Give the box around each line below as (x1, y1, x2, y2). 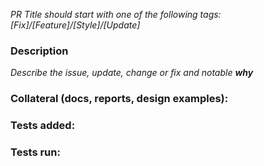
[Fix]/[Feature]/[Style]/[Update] (10, 19, 141, 31)
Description (10, 44, 69, 58)
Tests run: (10, 145, 61, 159)
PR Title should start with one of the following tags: (10, 9, 222, 20)
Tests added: (10, 119, 76, 133)
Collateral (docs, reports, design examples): (10, 92, 229, 106)
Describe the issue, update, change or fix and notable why (10, 67, 254, 79)
